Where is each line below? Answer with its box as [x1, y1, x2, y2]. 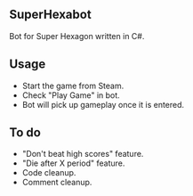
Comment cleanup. [21, 177, 92, 188]
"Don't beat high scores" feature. [21, 149, 144, 159]
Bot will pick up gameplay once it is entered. [21, 99, 185, 110]
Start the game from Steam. [21, 80, 125, 91]
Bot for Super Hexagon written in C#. [9, 30, 145, 41]
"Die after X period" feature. [21, 158, 125, 168]
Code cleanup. [21, 167, 76, 178]
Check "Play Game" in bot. [21, 89, 120, 101]
